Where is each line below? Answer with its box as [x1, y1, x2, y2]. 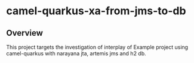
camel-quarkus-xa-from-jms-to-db [6, 4, 186, 18]
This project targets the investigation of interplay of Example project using [6, 43, 189, 51]
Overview [6, 28, 44, 38]
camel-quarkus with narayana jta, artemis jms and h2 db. [6, 50, 146, 57]
